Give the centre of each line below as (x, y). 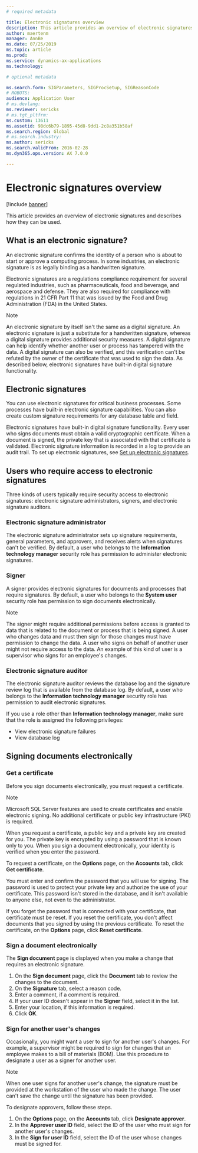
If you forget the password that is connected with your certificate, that (91, 911)
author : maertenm (27, 33)
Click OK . (26, 1013)
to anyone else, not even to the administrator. (61, 900)
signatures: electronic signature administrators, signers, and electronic (92, 501)
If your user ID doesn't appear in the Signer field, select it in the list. (97, 1001)
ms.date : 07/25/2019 (32, 44)
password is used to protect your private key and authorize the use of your (97, 887)
